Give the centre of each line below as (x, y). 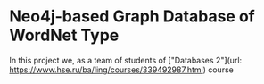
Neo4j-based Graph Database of (132, 17)
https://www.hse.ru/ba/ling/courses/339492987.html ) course (121, 70)
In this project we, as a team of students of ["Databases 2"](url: (126, 60)
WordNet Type (64, 35)
